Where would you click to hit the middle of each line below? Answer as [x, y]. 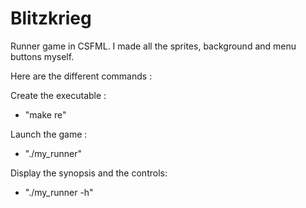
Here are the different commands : [81, 76]
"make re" [45, 114]
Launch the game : [49, 134]
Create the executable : [58, 95]
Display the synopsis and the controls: [89, 173]
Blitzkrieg [51, 18]
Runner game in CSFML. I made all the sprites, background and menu [153, 46]
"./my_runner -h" [59, 192]
